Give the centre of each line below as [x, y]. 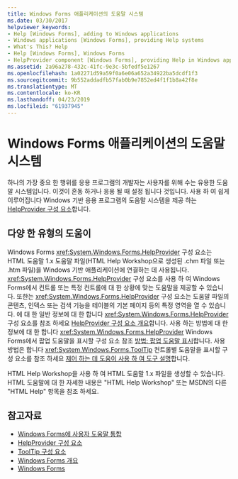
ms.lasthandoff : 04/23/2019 [49, 100]
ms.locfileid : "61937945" [45, 106]
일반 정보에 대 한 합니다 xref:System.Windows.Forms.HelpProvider [134, 314]
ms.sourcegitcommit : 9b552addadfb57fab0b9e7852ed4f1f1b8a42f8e [103, 80]
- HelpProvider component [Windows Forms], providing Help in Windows [114, 60]
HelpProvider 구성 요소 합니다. [49, 209]
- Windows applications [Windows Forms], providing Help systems [106, 40]
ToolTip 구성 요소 [42, 452]
